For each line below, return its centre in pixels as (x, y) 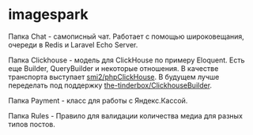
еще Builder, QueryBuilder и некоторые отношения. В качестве (113, 68)
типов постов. (32, 124)
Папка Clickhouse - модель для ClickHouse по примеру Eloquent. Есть (126, 60)
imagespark (48, 15)
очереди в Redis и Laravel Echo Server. (73, 44)
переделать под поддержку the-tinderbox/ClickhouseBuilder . (110, 85)
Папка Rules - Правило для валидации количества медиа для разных (126, 115)
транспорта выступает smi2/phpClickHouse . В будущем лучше (114, 77)
